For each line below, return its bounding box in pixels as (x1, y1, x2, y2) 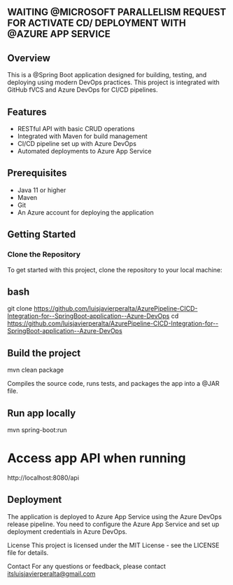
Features (7, 106, 47, 118)
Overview (7, 52, 51, 64)
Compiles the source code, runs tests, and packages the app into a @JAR (7, 379, 220, 388)
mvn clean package (7, 365, 64, 375)
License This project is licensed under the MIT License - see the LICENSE (7, 541, 220, 549)
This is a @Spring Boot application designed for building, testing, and (7, 71, 207, 79)
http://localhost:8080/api (7, 473, 79, 482)
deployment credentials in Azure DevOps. (7, 527, 127, 536)
